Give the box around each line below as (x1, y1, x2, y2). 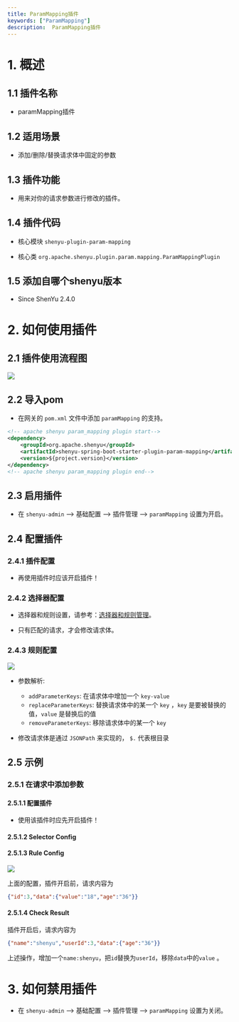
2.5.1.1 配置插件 (7, 799, 53, 807)
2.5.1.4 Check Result (7, 909, 70, 917)
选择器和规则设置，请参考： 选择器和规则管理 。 (17, 611, 155, 619)
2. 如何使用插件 (7, 322, 97, 338)
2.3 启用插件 (7, 490, 63, 502)
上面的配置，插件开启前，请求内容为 (7, 879, 114, 887)
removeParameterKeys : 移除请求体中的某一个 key (28, 718, 167, 727)
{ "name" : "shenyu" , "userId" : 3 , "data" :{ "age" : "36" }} (7, 940, 161, 947)
